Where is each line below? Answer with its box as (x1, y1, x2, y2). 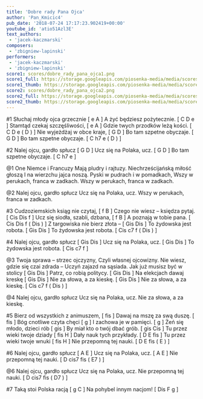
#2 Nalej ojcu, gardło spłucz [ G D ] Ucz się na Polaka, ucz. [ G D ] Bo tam (6, 146, 189, 154)
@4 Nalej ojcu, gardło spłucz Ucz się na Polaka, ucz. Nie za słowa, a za (6, 294, 184, 301)
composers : (6, 43, 34, 49)
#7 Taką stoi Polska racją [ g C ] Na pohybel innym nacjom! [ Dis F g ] (6, 385, 179, 393)
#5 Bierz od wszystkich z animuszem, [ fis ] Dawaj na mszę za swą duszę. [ (6, 312, 195, 319)
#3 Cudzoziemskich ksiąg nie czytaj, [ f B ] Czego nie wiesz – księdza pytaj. (6, 207, 195, 215)
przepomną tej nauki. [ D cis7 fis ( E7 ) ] (6, 355, 105, 363)
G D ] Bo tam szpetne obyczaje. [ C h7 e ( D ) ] (6, 134, 122, 142)
